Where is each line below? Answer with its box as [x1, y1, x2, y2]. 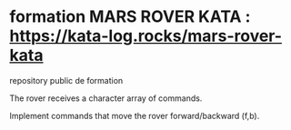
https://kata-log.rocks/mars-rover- [9, 25, 283, 46]
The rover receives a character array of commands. [9, 93, 203, 104]
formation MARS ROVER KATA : [9, 6, 251, 27]
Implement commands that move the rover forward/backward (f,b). [9, 110, 260, 121]
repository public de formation [9, 75, 124, 85]
